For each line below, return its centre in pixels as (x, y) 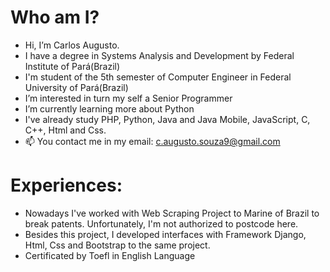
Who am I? (55, 17)
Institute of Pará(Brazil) (72, 66)
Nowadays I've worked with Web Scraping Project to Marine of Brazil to (172, 213)
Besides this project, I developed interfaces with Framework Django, (165, 234)
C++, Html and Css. (65, 130)
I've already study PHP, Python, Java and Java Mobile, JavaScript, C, (167, 119)
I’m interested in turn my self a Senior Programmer (128, 98)
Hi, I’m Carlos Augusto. (72, 45)
